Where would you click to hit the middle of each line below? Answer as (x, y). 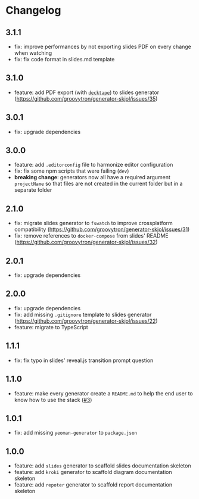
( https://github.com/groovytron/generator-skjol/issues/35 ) (86, 98)
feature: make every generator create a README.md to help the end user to (103, 393)
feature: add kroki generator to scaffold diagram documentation (93, 472)
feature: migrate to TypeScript (51, 327)
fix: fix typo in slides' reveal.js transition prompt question (84, 360)
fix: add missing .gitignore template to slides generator (83, 314)
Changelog (33, 10)
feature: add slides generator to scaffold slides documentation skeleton (102, 466)
